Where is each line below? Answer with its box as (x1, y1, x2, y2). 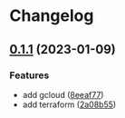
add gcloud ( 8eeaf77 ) (22, 89, 104, 100)
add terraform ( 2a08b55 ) (22, 99, 117, 110)
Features (9, 69, 50, 82)
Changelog (9, 5, 94, 26)
